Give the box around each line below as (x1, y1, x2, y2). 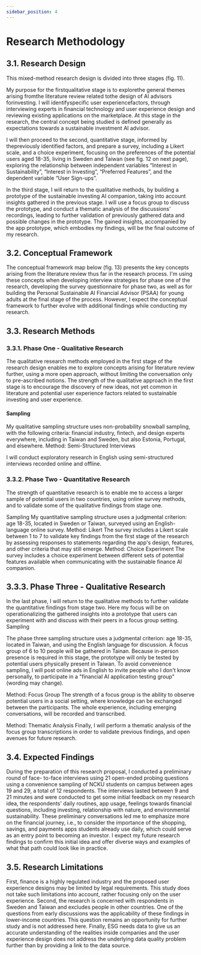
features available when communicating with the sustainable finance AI (6, 558, 182, 565)
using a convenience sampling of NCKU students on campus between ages (6, 781, 193, 788)
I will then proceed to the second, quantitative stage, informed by (6, 136, 167, 143)
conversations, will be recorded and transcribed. (6, 710, 126, 718)
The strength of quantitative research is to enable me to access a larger (6, 489, 183, 496)
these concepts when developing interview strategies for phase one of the (6, 277, 190, 284)
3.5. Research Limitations (6, 862, 104, 872)
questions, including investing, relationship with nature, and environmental (6, 806, 190, 814)
